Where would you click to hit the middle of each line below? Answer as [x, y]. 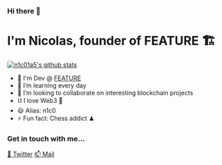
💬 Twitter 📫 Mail [31, 154]
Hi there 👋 [24, 11]
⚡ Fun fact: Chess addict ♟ [56, 118]
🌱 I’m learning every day [52, 85]
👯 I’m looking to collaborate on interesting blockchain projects [105, 93]
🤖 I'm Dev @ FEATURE [49, 78]
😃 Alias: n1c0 [37, 110]
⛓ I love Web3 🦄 [40, 100]
